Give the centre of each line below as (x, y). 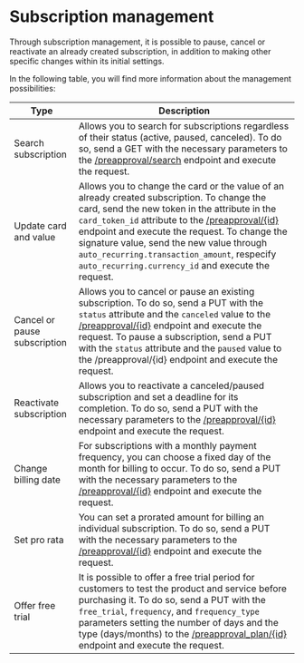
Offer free (35, 605)
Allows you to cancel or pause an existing (166, 291)
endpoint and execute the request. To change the (183, 231)
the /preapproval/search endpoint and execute (177, 160)
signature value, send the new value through (173, 242)
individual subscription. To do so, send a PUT (174, 528)
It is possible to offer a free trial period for (166, 577)
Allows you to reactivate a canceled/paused (171, 385)
